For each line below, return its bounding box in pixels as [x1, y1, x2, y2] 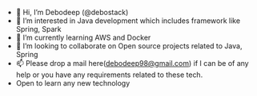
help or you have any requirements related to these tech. [15, 70, 203, 79]
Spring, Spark [15, 25, 62, 33]
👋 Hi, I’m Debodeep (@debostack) [15, 8, 129, 17]
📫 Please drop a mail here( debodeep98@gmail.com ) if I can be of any [15, 59, 250, 67]
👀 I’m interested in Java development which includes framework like [15, 16, 241, 25]
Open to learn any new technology [15, 79, 131, 87]
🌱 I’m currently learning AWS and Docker [15, 33, 151, 42]
